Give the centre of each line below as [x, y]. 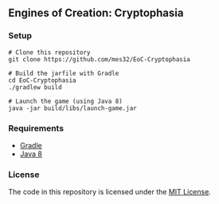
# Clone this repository [49, 52]
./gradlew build [35, 87]
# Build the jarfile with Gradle [64, 73]
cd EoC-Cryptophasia [43, 80]
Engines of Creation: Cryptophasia [96, 13]
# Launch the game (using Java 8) [66, 101]
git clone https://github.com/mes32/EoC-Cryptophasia [100, 59]
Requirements [36, 128]
